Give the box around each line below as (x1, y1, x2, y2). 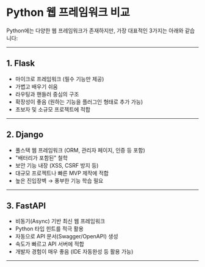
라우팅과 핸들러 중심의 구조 (15, 90, 79, 98)
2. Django (6, 129, 44, 140)
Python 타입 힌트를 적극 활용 (15, 225, 84, 232)
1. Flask (6, 59, 35, 69)
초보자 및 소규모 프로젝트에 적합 (15, 105, 90, 113)
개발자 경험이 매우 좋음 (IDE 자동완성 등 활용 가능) (15, 248, 134, 255)
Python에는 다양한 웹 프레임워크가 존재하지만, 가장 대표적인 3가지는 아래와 (6, 27, 184, 34)
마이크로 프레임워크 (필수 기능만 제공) (15, 75, 104, 82)
